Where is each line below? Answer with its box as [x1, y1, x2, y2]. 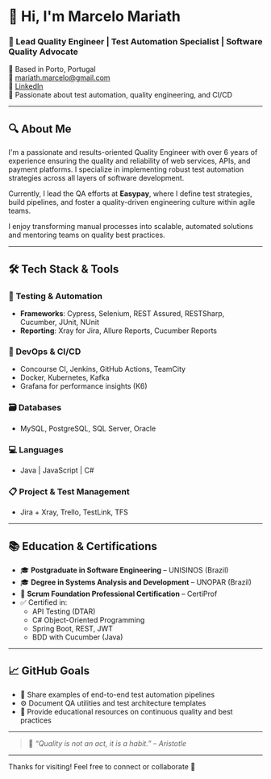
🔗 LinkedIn [8, 81, 44, 91]
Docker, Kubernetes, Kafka [19, 373, 110, 382]
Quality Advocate [8, 46, 79, 57]
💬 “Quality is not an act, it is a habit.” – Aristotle [27, 738, 187, 748]
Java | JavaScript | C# [19, 465, 94, 475]
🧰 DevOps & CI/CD [8, 346, 81, 357]
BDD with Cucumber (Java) [31, 632, 123, 642]
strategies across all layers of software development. [8, 173, 185, 183]
